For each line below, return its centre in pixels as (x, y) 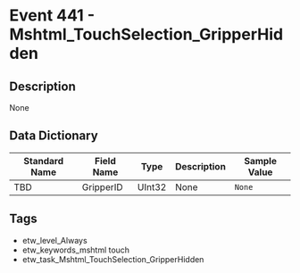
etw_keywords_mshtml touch (76, 250)
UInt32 (152, 186)
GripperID (102, 186)
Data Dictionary (54, 136)
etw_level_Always (54, 240)
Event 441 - (52, 16)
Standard (44, 161)
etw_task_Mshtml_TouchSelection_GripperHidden (113, 259)
